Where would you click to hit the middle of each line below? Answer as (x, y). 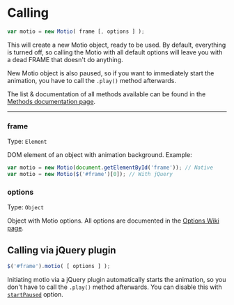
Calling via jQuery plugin (62, 250)
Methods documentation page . (52, 101)
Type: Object (25, 207)
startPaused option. (36, 294)
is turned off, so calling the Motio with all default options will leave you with (115, 52)
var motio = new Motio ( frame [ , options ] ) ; (76, 31)
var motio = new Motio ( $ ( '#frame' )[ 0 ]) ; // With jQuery (90, 174)
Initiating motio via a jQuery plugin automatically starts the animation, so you (117, 279)
